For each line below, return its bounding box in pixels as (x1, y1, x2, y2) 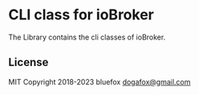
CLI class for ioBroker (8, 6, 154, 24)
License (8, 56, 49, 69)
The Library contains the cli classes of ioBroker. (8, 32, 166, 42)
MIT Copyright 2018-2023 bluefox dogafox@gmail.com (8, 76, 191, 86)
